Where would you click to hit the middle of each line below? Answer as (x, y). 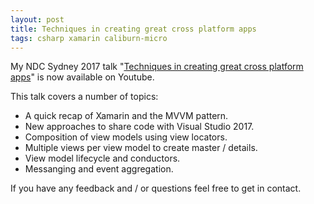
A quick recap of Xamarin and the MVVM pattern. (126, 116)
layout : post (37, 19)
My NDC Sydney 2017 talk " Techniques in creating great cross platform (157, 67)
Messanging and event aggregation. (99, 169)
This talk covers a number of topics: (84, 97)
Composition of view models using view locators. (126, 137)
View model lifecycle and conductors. (102, 158)
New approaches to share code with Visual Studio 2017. (139, 127)
